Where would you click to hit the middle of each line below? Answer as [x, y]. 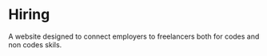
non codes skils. [35, 44]
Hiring [29, 15]
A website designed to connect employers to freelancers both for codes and [134, 36]
